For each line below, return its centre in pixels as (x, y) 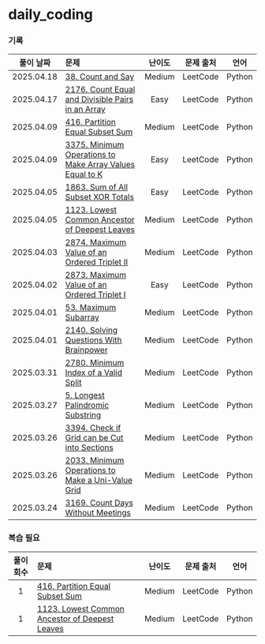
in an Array (86, 110)
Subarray (82, 317)
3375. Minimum (95, 145)
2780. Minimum (95, 363)
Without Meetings (98, 513)
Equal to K (84, 174)
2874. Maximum (96, 242)
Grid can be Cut (94, 438)
